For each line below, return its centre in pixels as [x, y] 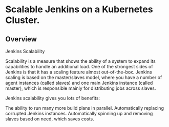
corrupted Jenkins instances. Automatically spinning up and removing [79, 113]
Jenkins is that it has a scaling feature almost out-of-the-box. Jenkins [79, 72]
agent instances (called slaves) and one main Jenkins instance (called [79, 83]
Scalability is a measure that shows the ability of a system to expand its [81, 61]
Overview [21, 39]
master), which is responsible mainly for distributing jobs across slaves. [81, 88]
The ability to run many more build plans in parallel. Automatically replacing [84, 108]
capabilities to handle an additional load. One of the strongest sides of [79, 67]
